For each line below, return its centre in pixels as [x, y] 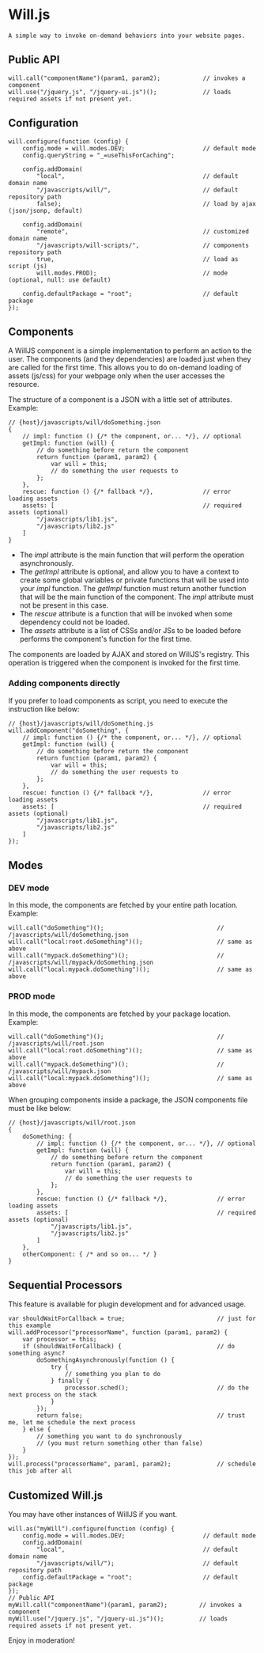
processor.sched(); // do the [157, 1388]
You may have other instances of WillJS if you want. [93, 1515]
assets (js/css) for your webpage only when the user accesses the [117, 376]
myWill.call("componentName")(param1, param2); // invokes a [125, 1605]
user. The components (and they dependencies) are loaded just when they [130, 359]
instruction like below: [44, 709]
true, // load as [138, 259]
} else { [37, 1430]
